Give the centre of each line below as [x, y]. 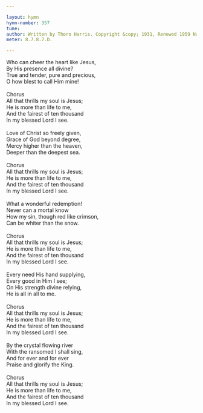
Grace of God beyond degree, [43, 139]
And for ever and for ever [38, 358]
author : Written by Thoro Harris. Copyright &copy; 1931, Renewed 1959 [98, 34]
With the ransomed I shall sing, [45, 352]
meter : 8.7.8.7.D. [29, 40]
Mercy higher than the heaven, [44, 146]
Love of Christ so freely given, [44, 133]
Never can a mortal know [37, 210]
